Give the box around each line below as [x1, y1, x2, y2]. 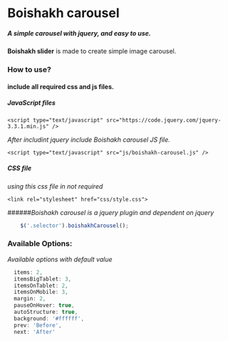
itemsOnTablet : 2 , [14, 282, 69, 289]
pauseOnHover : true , [14, 302, 75, 309]
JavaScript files [7, 98, 56, 107]
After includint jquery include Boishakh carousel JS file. [7, 135, 171, 144]
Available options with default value [7, 255, 113, 263]
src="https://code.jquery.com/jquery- [105, 116, 222, 124]
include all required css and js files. [7, 82, 114, 90]
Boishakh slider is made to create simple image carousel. [7, 47, 177, 56]
